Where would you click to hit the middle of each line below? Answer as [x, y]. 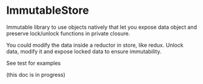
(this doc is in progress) [36, 74]
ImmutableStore [48, 10]
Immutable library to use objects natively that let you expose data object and [101, 27]
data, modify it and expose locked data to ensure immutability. [84, 51]
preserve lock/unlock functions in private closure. [68, 33]
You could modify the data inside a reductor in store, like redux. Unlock [95, 45]
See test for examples [34, 63]
